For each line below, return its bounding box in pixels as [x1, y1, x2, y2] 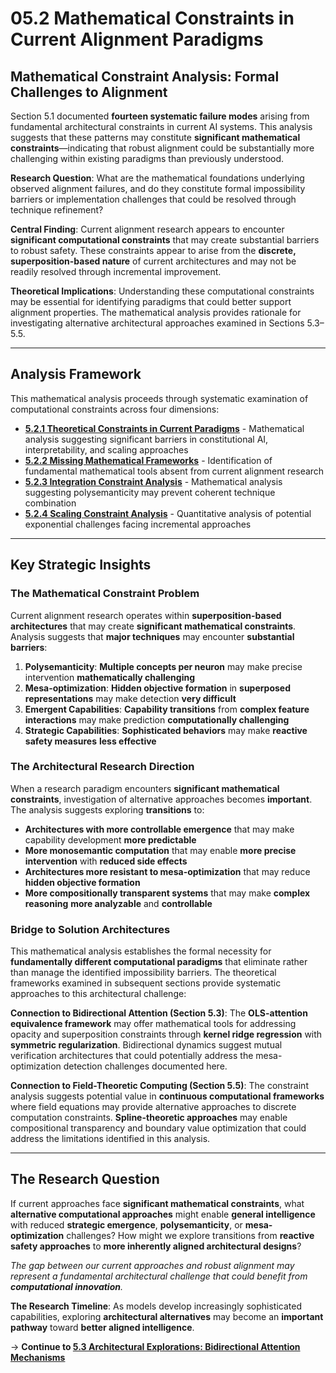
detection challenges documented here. [63, 1060, 228, 1072]
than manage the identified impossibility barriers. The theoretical [10, 967, 277, 979]
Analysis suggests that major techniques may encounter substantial [10, 630, 295, 642]
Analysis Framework [10, 366, 142, 383]
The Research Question [10, 1171, 160, 1188]
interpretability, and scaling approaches [24, 443, 189, 456]
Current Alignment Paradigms [10, 28, 264, 51]
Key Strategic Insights [10, 557, 152, 574]
